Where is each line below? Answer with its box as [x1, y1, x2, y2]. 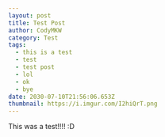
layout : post [8, 11, 52, 20]
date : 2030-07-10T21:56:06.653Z [8, 93, 115, 101]
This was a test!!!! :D [8, 122, 75, 131]
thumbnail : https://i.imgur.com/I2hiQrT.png [8, 100, 158, 108]
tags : [8, 41, 26, 49]
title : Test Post [8, 19, 66, 27]
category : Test [8, 33, 59, 42]
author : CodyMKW [8, 26, 62, 34]
